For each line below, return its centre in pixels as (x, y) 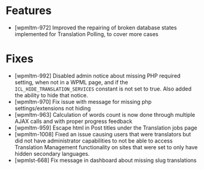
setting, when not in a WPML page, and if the (71, 82)
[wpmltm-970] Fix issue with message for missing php (83, 102)
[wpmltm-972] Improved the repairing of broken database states (96, 28)
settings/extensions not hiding (53, 108)
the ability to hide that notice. (51, 95)
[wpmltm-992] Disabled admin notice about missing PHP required (97, 76)
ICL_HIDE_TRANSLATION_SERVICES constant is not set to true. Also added (103, 89)
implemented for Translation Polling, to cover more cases (86, 34)
